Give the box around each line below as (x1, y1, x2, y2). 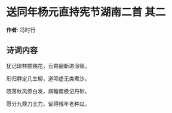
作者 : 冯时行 (6, 26, 36, 33)
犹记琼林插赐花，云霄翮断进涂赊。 (6, 62, 90, 69)
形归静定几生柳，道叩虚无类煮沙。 (6, 75, 90, 82)
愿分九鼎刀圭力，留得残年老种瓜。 (6, 100, 90, 107)
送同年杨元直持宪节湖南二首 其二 (6, 5, 166, 19)
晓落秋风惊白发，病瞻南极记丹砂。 (6, 87, 90, 95)
